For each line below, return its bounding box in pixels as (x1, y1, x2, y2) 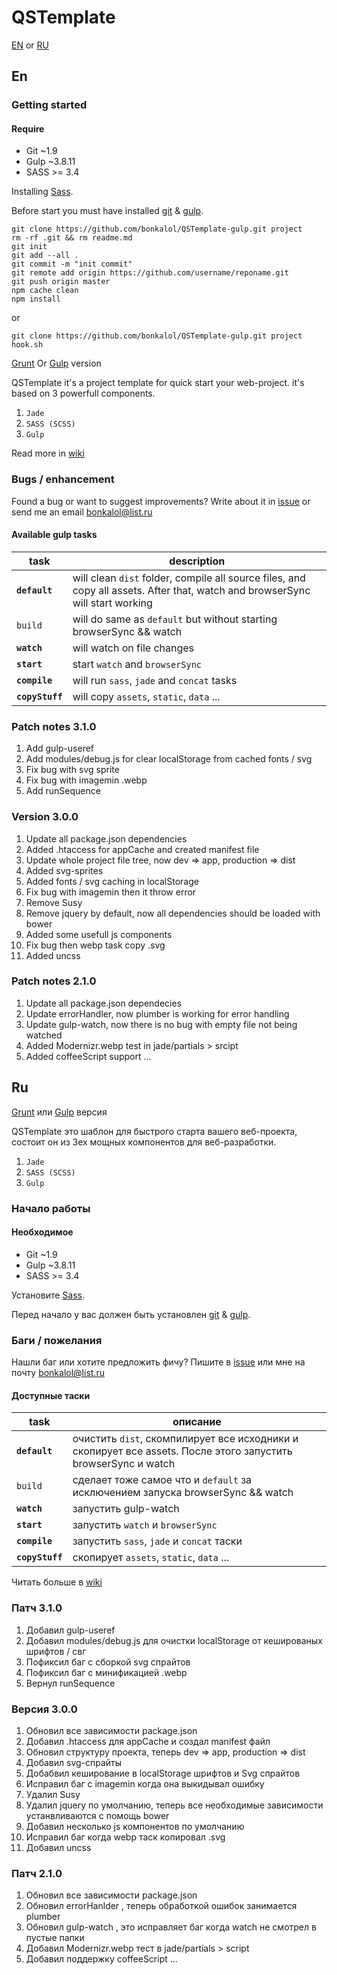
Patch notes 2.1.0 (11, 974, 97, 988)
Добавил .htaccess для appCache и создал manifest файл (25, 1735, 271, 1747)
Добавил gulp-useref (25, 1624, 116, 1636)
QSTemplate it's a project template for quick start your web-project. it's (11, 377, 305, 389)
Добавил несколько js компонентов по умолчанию (25, 1820, 245, 1832)
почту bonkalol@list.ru (11, 1367, 105, 1379)
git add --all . (11, 251, 79, 261)
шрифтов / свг (25, 1645, 87, 1657)
